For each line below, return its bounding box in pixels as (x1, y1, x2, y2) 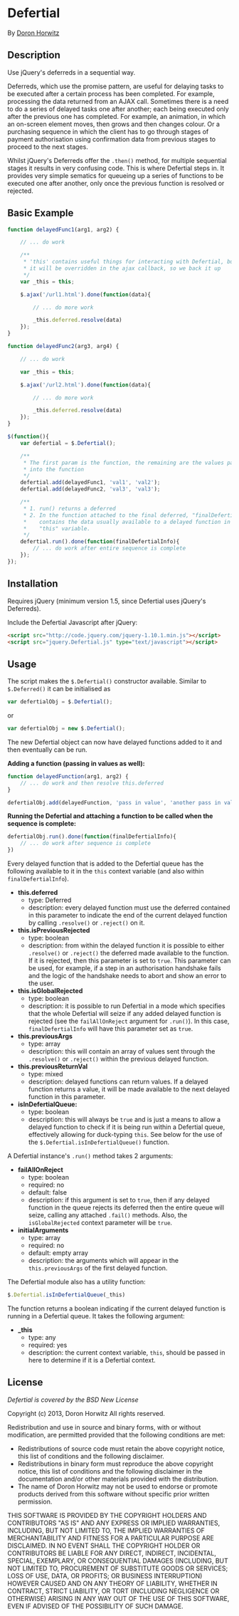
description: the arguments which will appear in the (28, 1256, 179, 1265)
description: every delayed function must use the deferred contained (28, 903, 230, 912)
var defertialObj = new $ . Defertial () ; (7, 725, 126, 733)
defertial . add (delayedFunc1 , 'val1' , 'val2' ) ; (20, 479, 161, 486)
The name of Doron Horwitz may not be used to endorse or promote (17, 1482, 218, 1491)
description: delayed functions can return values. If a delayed (28, 1077, 208, 1086)
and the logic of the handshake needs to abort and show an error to (28, 972, 227, 980)
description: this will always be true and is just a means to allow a (28, 1116, 221, 1124)
